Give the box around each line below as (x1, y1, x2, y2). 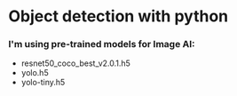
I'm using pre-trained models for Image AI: (8, 38, 196, 51)
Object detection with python (8, 6, 229, 27)
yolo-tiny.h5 (20, 77, 66, 88)
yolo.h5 (20, 68, 50, 78)
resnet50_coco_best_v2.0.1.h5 (20, 58, 130, 68)
